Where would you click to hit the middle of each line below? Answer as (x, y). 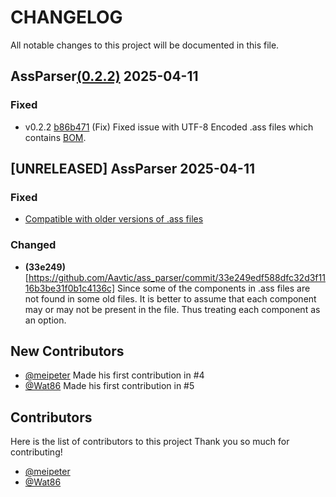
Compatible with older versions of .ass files (114, 219)
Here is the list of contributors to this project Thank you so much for (150, 442)
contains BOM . (55, 137)
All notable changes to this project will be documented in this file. (145, 45)
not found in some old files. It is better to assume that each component (170, 298)
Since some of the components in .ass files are (213, 288)
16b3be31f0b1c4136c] (70, 288)
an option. (45, 320)
